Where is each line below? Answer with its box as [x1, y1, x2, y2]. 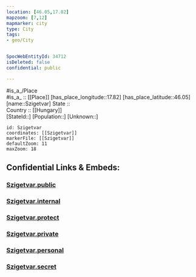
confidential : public [6, 65, 61, 71]
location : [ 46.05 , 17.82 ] [6, 9, 69, 15]
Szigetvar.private [6, 230, 59, 238]
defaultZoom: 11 [6, 141, 47, 147]
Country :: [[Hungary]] [6, 106, 63, 113]
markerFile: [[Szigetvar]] [6, 135, 75, 141]
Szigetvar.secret [6, 262, 56, 271]
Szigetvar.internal [6, 197, 61, 205]
